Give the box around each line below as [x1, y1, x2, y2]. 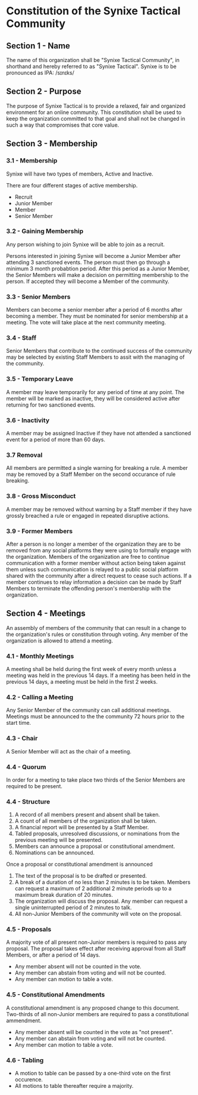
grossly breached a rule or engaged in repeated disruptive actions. [6, 512, 170, 519]
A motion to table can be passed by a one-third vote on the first [14, 1070, 171, 1077]
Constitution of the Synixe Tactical [6, 4, 181, 18]
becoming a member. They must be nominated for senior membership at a [6, 312, 188, 320]
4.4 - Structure [6, 797, 51, 805]
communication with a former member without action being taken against [6, 559, 186, 567]
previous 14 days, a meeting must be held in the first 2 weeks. [6, 678, 158, 685]
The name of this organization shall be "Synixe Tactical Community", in [6, 57, 180, 63]
